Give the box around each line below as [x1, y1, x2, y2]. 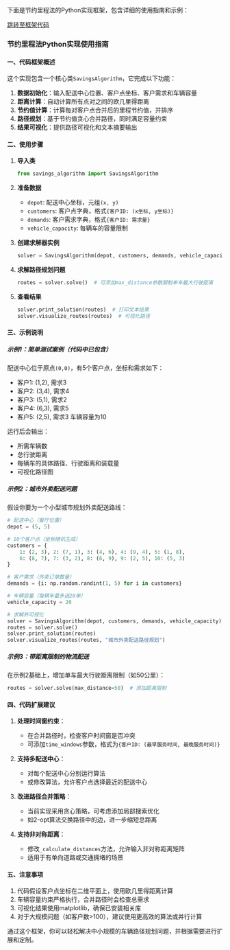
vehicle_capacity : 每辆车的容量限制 [27, 224, 129, 232]
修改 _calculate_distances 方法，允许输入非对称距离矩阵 [27, 845, 185, 853]
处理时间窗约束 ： [16, 717, 66, 726]
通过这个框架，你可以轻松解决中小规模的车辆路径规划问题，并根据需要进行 [7, 927, 217, 936]
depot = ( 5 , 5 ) [7, 524, 51, 531]
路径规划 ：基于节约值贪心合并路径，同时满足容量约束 [16, 115, 168, 123]
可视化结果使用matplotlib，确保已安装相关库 [16, 904, 142, 912]
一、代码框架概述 [7, 58, 55, 66]
